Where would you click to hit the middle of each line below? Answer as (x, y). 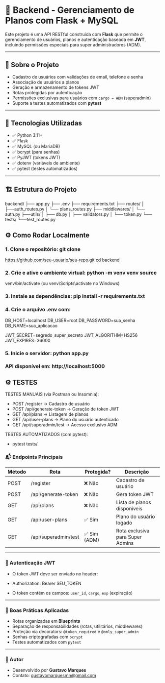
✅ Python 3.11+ (27, 135)
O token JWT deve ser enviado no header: (55, 574)
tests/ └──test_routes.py (30, 220)
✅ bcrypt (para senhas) (36, 152)
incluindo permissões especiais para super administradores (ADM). (73, 44)
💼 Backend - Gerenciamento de (70, 10)
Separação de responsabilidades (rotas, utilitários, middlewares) (77, 626)
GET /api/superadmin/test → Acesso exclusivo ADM (65, 425)
